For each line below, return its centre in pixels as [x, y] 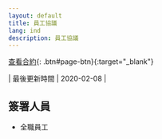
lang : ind [25, 30]
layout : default [35, 16]
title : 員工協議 [33, 23]
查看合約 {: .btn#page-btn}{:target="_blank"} [81, 62]
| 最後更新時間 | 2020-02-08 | [57, 79]
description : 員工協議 [43, 38]
